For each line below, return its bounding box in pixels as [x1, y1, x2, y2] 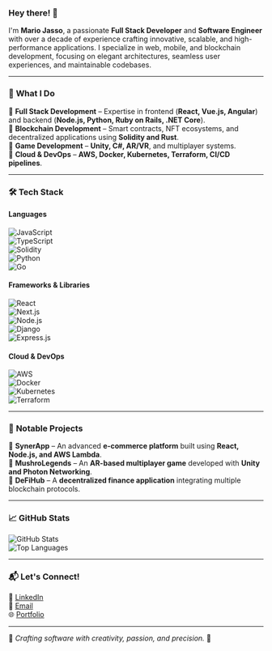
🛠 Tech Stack [8, 186, 64, 198]
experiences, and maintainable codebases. [8, 60, 152, 70]
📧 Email [8, 601, 34, 611]
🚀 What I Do [8, 88, 55, 100]
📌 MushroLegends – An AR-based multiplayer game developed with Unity [8, 458, 261, 468]
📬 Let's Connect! [8, 571, 80, 582]
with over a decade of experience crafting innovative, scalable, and [8, 34, 233, 44]
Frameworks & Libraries [8, 280, 91, 290]
